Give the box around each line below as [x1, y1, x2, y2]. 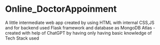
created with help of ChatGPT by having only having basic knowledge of [5, 30, 152, 36]
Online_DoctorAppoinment [5, 3, 117, 15]
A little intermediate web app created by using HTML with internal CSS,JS [5, 20, 155, 25]
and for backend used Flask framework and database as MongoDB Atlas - [5, 24, 156, 30]
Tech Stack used [5, 35, 39, 41]
